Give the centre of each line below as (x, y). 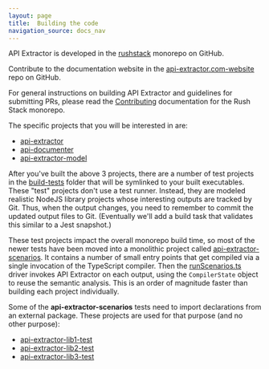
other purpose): (34, 324)
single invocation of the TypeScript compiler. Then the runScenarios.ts (125, 266)
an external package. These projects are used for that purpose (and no (126, 316)
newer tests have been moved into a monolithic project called (110, 249)
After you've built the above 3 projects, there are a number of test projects (131, 174)
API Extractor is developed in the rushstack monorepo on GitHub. (116, 54)
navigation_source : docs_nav (57, 30)
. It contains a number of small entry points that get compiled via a (150, 257)
